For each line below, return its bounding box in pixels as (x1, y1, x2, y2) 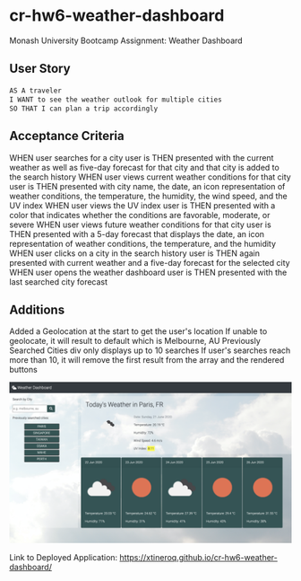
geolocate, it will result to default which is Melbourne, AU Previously (9, 336, 262, 347)
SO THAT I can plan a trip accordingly (9, 104, 159, 113)
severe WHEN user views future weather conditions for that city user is (9, 219, 271, 230)
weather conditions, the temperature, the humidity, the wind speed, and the (9, 190, 288, 201)
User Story (9, 61, 71, 76)
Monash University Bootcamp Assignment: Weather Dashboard (9, 35, 244, 46)
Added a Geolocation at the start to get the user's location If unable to (9, 326, 268, 337)
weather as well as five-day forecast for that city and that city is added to (9, 162, 279, 172)
